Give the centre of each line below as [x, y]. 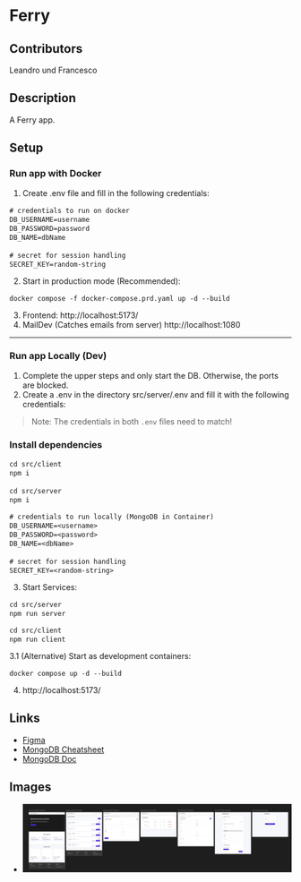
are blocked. [45, 385]
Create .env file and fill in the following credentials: [116, 193]
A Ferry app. [32, 120]
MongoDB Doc [49, 758]
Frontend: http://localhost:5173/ [80, 315]
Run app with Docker [56, 174]
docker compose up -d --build [66, 674]
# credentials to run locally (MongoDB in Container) [112, 517]
